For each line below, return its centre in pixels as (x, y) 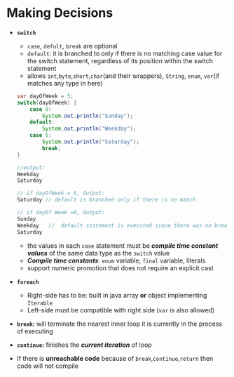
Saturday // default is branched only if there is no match (106, 200)
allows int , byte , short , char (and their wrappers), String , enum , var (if (123, 76)
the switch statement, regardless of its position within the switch (120, 60)
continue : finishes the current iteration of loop (84, 345)
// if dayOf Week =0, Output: (61, 213)
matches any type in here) (65, 83)
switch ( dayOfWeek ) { (47, 102)
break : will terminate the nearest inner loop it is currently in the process (119, 324)
